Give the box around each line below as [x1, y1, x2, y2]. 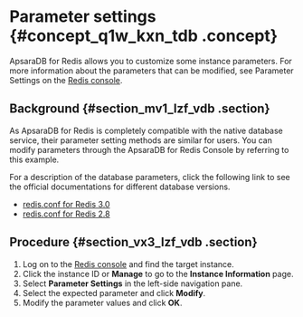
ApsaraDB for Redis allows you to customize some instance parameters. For [9, 55, 292, 66]
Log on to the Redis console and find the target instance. [22, 258, 234, 269]
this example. [9, 154, 60, 165]
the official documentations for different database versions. [9, 181, 231, 192]
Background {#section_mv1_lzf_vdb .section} [9, 101, 270, 117]
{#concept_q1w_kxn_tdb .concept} [9, 25, 279, 46]
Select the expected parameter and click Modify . [22, 287, 206, 298]
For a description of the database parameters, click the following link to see [9, 171, 291, 182]
